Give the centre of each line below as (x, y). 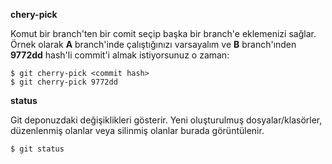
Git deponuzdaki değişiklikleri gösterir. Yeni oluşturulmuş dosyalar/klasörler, (166, 120)
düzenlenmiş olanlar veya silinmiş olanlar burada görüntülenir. (137, 130)
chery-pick (34, 14)
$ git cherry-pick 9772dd (64, 82)
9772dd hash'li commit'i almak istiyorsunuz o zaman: (120, 55)
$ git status (37, 149)
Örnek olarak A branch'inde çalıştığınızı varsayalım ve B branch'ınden (153, 44)
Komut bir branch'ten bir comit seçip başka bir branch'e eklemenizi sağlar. (163, 33)
